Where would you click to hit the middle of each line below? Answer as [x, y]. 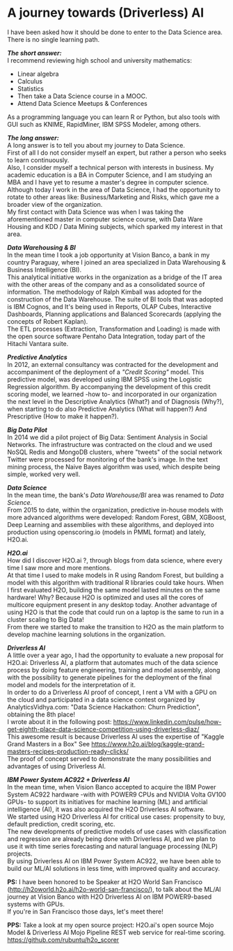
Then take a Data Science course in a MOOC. [82, 96]
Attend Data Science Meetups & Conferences [82, 103]
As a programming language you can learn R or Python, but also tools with [114, 117]
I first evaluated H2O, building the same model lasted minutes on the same [114, 590]
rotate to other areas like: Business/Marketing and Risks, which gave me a [113, 197]
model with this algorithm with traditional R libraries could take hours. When [115, 582]
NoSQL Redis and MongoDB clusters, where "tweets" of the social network [115, 452]
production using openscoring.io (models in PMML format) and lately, [107, 532]
